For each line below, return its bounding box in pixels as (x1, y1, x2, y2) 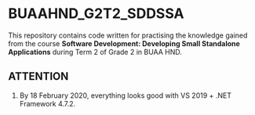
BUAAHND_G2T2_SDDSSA (8, 5, 184, 23)
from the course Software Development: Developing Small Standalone (8, 38, 241, 48)
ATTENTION (8, 70, 69, 83)
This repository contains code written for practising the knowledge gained (8, 31, 248, 40)
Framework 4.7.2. (19, 99, 76, 108)
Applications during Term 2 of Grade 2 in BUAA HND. (8, 47, 182, 56)
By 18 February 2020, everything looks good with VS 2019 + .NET (19, 91, 232, 100)
